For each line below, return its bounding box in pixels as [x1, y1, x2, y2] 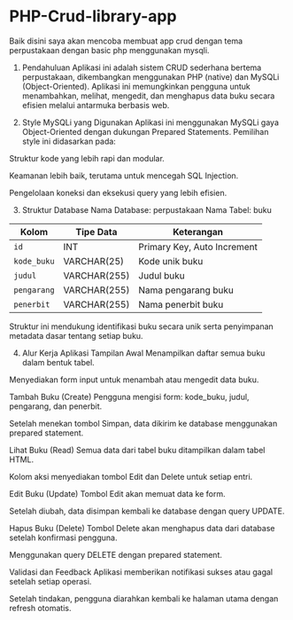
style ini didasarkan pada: [21, 136, 117, 146]
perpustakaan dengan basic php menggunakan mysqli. [9, 44, 210, 55]
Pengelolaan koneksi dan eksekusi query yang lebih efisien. [9, 187, 227, 198]
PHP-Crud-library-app [9, 6, 177, 27]
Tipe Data [75, 225, 118, 238]
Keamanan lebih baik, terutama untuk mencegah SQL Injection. [9, 170, 239, 181]
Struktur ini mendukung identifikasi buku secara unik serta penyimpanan [9, 321, 274, 332]
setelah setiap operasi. [9, 576, 92, 586]
